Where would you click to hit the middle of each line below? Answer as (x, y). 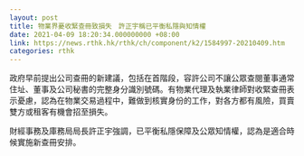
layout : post (34, 18)
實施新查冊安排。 (49, 142)
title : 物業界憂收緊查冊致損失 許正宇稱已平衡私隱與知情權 (108, 26)
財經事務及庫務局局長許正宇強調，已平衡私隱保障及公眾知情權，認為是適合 (148, 131)
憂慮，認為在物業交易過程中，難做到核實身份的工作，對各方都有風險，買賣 (156, 101)
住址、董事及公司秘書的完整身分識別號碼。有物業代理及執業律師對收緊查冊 (148, 89)
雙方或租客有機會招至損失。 (61, 112)
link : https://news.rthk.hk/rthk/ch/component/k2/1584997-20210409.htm (147, 43)
